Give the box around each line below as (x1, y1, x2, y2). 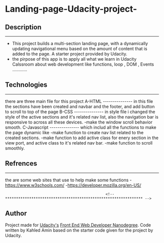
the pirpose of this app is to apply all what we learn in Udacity (12, 56, 137, 62)
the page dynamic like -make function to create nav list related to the (5, 129, 144, 135)
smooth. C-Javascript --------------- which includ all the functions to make (5, 124, 157, 130)
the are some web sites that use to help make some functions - (5, 177, 132, 183)
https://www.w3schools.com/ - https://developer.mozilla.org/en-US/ (5, 182, 142, 188)
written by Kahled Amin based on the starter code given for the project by (5, 227, 153, 233)
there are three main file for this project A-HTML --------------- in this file (5, 98, 153, 104)
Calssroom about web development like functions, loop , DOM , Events (12, 61, 154, 67)
